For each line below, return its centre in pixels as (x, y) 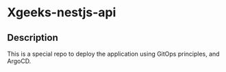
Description (33, 38)
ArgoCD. (19, 61)
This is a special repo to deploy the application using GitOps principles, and (114, 54)
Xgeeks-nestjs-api (62, 13)
